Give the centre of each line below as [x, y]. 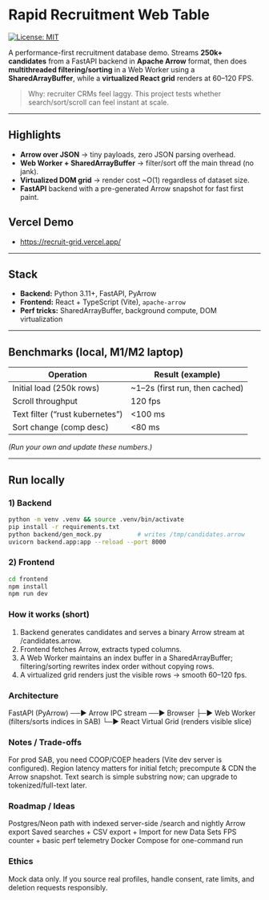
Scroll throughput [45, 401]
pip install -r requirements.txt [64, 527]
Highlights [35, 135]
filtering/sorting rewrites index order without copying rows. [117, 666]
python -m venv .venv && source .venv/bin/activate [96, 519]
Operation [68, 375]
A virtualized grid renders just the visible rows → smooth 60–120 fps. [133, 674]
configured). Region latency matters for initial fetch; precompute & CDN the [132, 768]
